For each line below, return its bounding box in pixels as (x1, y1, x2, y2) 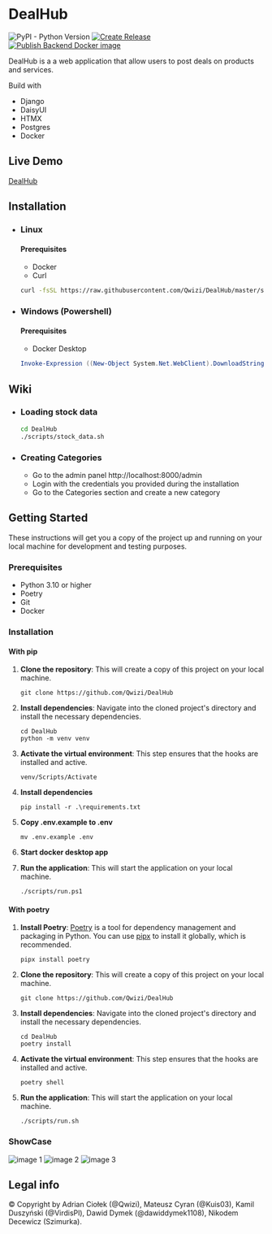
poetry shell (19, 1079, 65, 1087)
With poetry (8, 904, 50, 915)
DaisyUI (19, 105, 47, 115)
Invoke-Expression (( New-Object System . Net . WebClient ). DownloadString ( (19, 359, 268, 368)
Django (19, 96, 45, 106)
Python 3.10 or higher (19, 580, 92, 589)
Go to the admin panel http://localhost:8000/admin (32, 470, 203, 480)
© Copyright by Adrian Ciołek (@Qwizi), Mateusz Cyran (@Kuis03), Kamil (8, 1200, 254, 1210)
